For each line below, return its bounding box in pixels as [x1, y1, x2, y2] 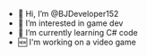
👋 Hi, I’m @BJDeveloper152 [17, 9, 119, 19]
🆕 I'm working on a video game [17, 36, 136, 47]
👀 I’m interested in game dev [17, 18, 124, 28]
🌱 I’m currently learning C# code [17, 28, 138, 37]
